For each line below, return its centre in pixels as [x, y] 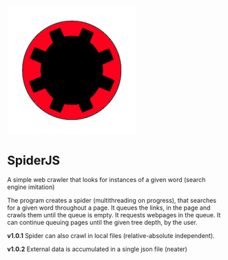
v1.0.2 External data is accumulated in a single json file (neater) [97, 249]
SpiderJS [34, 161]
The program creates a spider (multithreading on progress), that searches [112, 200]
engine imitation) [31, 187]
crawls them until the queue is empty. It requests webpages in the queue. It [114, 214]
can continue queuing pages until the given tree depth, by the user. [102, 222]
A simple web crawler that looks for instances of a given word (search [106, 179]
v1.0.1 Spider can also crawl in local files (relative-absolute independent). [111, 235]
